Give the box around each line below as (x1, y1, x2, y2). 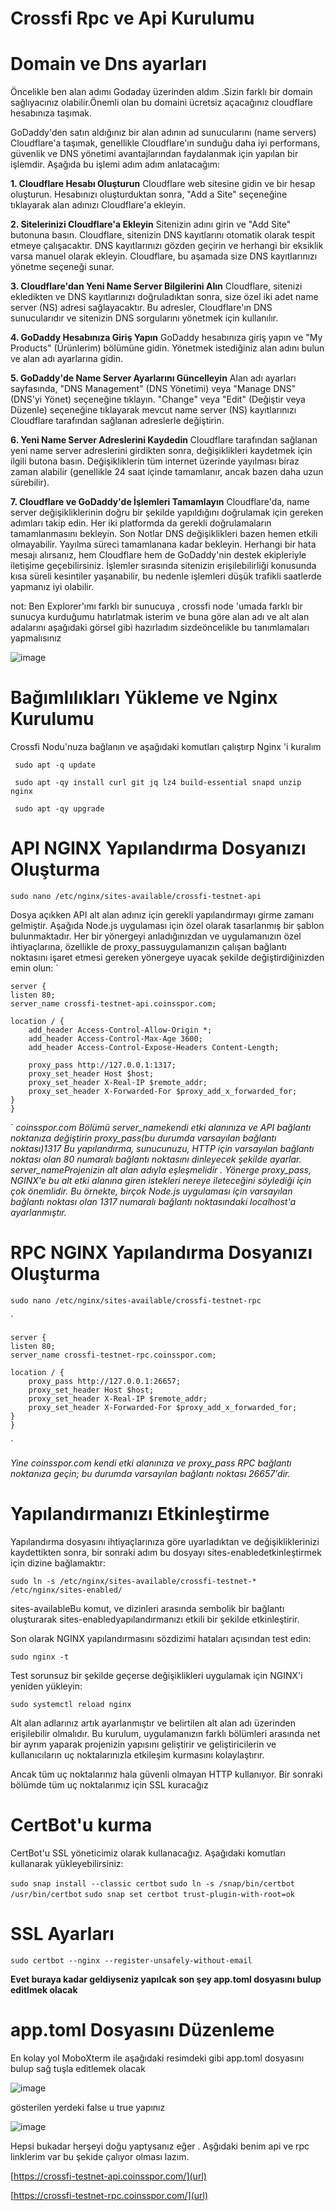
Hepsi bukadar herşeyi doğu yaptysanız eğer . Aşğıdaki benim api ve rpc (10, 2140, 310, 2152)
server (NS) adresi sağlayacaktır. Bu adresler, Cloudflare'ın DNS (10, 302, 273, 314)
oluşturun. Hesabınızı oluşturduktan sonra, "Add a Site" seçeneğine (10, 188, 288, 201)
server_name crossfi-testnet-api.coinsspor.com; (10, 999, 217, 1009)
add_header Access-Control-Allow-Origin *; (28, 1025, 213, 1035)
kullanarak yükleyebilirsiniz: (10, 1857, 124, 1869)
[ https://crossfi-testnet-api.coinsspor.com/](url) (10, 2170, 207, 2182)
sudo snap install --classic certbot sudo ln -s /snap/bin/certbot (10, 1878, 295, 1889)
